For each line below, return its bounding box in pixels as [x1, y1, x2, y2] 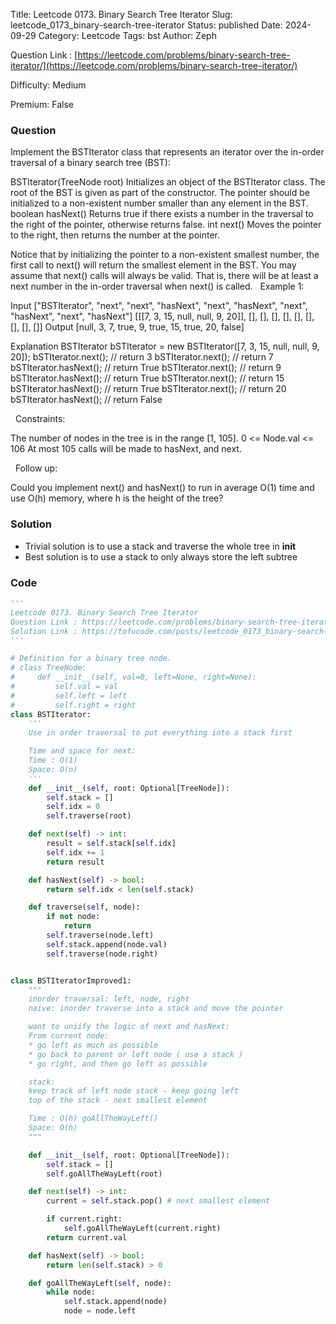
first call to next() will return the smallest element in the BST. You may [10, 259, 297, 271]
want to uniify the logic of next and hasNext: [28, 1022, 230, 1032]
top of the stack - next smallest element [28, 1095, 208, 1106]
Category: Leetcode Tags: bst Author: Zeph [38, 30, 217, 41]
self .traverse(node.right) [46, 949, 159, 959]
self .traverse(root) [46, 811, 132, 821]
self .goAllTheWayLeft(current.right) [63, 1224, 222, 1234]
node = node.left [63, 1306, 137, 1316]
